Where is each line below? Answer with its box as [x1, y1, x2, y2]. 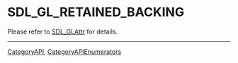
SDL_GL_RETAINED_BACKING [7, 4, 185, 20]
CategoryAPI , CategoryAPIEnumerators [7, 47, 122, 56]
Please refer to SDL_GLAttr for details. [7, 27, 118, 36]
